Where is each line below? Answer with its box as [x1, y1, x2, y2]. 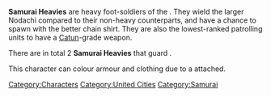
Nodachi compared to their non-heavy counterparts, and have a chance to [8, 15, 256, 25]
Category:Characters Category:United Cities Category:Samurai [8, 80, 218, 89]
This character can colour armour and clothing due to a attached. [8, 64, 227, 74]
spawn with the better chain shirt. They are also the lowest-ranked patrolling [8, 24, 263, 33]
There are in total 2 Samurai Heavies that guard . [8, 48, 172, 57]
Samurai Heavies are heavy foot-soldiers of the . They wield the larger [8, 7, 244, 16]
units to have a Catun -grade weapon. [8, 32, 133, 42]
